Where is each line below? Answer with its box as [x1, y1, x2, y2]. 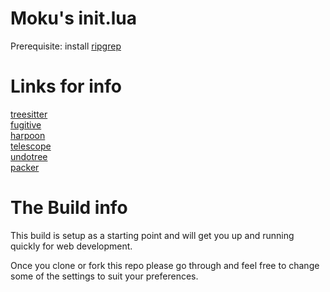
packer [10, 161, 40, 173]
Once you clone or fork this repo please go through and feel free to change [10, 259, 320, 271]
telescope [10, 140, 52, 152]
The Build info [10, 197, 128, 219]
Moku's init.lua [10, 7, 138, 30]
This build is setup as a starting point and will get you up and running [10, 229, 295, 241]
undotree [10, 150, 48, 162]
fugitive [10, 118, 42, 131]
